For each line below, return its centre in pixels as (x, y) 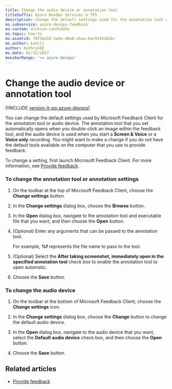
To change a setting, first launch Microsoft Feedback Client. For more (79, 160)
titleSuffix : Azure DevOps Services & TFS (51, 15)
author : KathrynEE (25, 48)
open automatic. (30, 267)
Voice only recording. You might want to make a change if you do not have (84, 140)
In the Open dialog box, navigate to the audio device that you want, (83, 332)
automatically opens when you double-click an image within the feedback (83, 129)
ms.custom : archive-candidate (38, 29)
